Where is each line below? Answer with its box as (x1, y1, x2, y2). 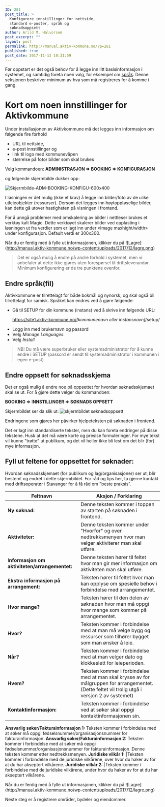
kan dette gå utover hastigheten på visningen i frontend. (5, 205, 119, 211)
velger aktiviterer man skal (81, 539, 141, 546)
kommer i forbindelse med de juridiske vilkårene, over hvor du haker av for (5, 756, 156, 762)
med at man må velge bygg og (81, 627, 151, 634)
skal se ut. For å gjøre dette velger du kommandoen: (5, 389, 110, 395)
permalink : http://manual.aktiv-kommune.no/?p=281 (5, 44, 111, 49)
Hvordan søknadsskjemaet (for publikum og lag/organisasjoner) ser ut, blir (5, 470, 156, 476)
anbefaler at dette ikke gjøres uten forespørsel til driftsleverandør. (17, 260, 150, 266)
